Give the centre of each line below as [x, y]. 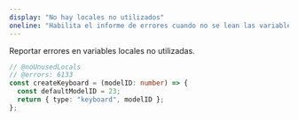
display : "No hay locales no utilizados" [87, 17]
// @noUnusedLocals [45, 67]
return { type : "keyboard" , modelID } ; [91, 100]
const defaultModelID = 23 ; [69, 92]
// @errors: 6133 [41, 75]
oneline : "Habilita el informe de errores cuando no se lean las [132, 26]
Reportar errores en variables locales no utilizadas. [102, 50]
